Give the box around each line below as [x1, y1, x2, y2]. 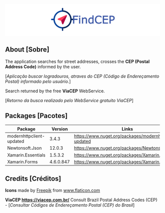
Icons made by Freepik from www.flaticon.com [5, 187, 100, 193]
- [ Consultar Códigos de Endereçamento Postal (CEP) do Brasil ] [5, 202, 135, 208]
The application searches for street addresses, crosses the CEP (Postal [5, 58, 150, 64]
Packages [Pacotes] [5, 112, 68, 120]
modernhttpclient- [7, 133, 45, 139]
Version [51, 126, 68, 132]
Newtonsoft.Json [7, 145, 42, 151]
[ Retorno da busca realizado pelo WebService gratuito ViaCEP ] [5, 97, 134, 103]
